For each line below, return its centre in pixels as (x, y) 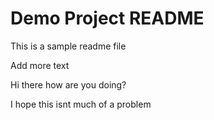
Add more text (40, 65)
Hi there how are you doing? (68, 84)
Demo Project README (107, 18)
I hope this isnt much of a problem (81, 104)
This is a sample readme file (68, 46)
